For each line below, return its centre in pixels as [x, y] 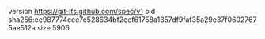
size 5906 [53, 28]
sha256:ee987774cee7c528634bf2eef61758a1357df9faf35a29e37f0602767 [132, 19]
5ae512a [22, 28]
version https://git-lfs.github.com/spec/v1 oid [82, 11]
